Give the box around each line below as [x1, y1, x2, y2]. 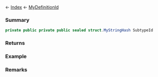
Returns [5, 40, 25, 47]
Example [5, 53, 27, 60]
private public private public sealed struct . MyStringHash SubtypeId [5, 28, 153, 33]
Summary [5, 16, 30, 23]
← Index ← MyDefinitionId [5, 4, 59, 10]
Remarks [5, 66, 27, 73]
